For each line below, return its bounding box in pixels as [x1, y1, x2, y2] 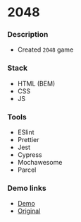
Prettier [17, 136, 39, 144]
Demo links [7, 183, 47, 193]
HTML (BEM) [17, 79, 56, 88]
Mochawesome [17, 158, 63, 167]
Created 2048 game [17, 45, 74, 54]
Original [17, 206, 41, 216]
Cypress [17, 151, 42, 159]
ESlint [17, 128, 35, 136]
